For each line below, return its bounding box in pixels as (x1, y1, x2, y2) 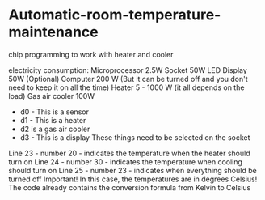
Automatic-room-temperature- (8, 6, 221, 24)
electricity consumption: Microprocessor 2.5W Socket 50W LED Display (8, 65, 248, 74)
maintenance (8, 23, 99, 41)
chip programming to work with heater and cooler (8, 49, 174, 59)
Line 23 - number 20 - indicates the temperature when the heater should (8, 148, 250, 158)
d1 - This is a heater (19, 115, 86, 125)
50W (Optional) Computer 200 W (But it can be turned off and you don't (8, 74, 248, 83)
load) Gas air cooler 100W (8, 91, 95, 100)
